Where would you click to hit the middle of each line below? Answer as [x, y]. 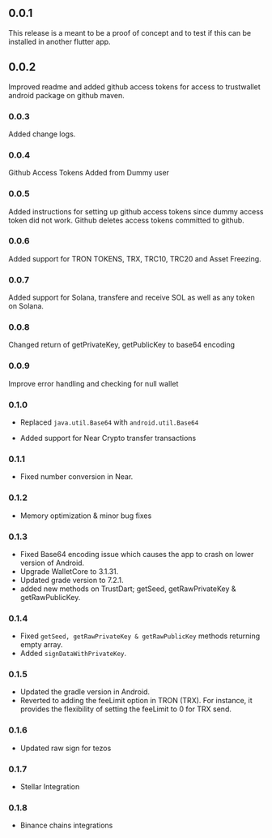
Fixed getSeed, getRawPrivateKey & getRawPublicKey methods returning [140, 636]
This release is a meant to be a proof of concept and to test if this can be [130, 32]
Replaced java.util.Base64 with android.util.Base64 [109, 422]
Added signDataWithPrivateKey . [73, 654]
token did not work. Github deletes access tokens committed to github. [126, 220]
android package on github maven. [67, 95]
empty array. [41, 645]
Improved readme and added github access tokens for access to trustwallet [134, 86]
